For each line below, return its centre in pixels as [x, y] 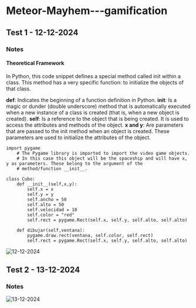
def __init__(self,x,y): [47, 184]
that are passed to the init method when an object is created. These [88, 131]
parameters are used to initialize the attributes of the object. [78, 137]
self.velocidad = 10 [52, 209]
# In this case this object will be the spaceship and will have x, [102, 158]
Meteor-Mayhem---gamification [87, 11]
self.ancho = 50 [47, 199]
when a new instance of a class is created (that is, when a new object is [93, 112]
